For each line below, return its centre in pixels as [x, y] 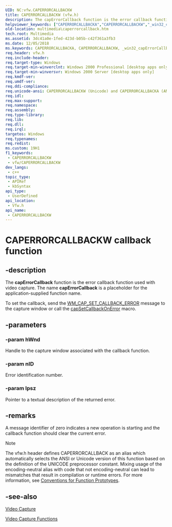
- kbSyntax [19, 187]
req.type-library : [25, 115]
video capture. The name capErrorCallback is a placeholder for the [76, 288]
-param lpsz [21, 389]
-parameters [26, 325]
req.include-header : [27, 58]
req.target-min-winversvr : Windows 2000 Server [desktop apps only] [80, 72]
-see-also [21, 496]
